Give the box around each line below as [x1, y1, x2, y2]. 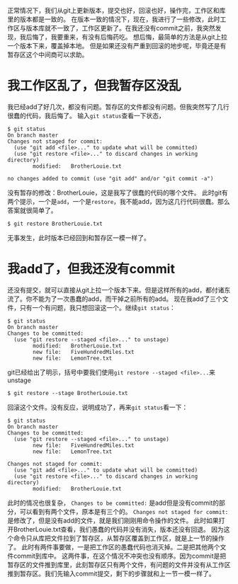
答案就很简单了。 [7, 206, 57, 214]
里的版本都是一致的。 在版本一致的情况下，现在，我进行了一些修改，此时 [7, 15, 220, 23]
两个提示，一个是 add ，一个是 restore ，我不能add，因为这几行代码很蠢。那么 [7, 197, 230, 205]
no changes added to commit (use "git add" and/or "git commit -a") [7, 175, 214, 182]
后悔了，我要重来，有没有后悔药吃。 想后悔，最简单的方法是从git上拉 [25, 33, 228, 41]
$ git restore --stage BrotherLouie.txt [7, 389, 129, 396]
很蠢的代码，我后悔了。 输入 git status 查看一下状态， [7, 111, 165, 120]
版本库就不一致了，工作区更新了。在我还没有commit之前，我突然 [25, 24, 215, 32]
